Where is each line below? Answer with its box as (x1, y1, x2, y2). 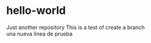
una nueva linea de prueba (6, 30, 73, 37)
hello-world (6, 4, 66, 18)
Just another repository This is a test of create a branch (6, 24, 145, 31)
